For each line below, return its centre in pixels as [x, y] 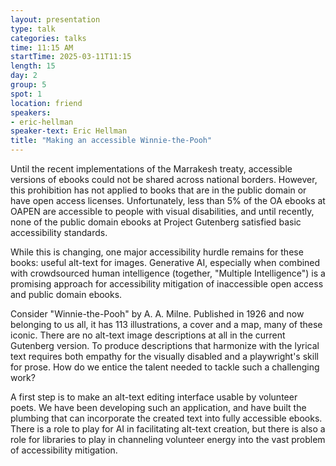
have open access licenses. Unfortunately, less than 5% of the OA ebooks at [168, 200]
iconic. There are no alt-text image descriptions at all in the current [148, 335]
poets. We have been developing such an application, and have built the [158, 407]
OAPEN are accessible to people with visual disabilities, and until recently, [162, 211]
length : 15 [33, 66]
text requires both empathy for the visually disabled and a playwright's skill [164, 356]
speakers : [31, 112]
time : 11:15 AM [42, 47]
